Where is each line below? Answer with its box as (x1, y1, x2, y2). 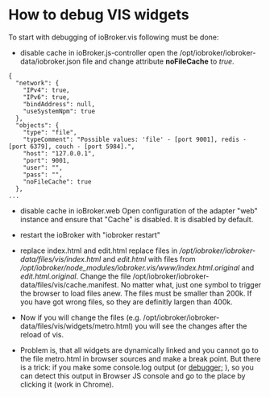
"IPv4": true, (23, 86, 70, 94)
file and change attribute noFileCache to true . (81, 56, 235, 66)
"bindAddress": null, (23, 100, 95, 108)
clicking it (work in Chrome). (19, 379, 114, 389)
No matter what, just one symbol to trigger (120, 279, 262, 289)
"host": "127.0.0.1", (23, 149, 95, 158)
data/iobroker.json (19, 56, 81, 66)
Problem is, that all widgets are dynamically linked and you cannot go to (19, 345, 260, 355)
